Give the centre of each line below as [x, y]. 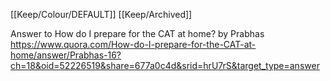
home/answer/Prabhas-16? [66, 55]
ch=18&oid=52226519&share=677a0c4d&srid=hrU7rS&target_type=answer [165, 65]
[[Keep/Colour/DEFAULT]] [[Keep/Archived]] [101, 14]
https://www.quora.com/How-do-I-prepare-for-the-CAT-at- [133, 44]
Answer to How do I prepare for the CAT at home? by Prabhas [137, 33]
